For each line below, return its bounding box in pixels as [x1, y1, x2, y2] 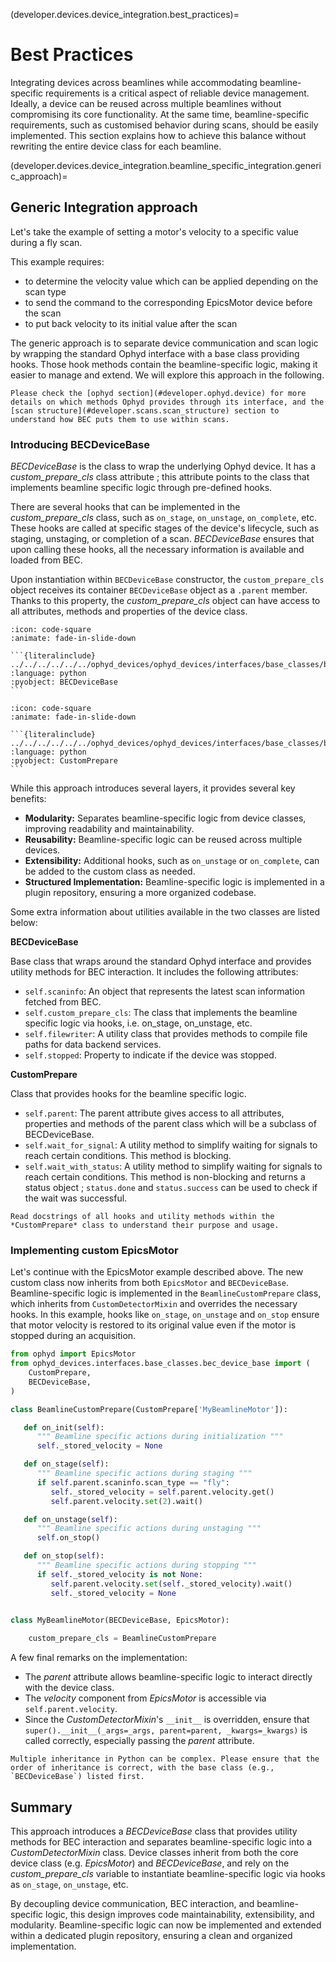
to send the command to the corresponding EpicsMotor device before [24, 296, 313, 308]
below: [10, 917, 38, 929]
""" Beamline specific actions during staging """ [36, 1469, 253, 1479]
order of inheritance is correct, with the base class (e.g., [10, 1763, 275, 1773]
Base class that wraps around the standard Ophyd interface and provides [10, 955, 312, 968]
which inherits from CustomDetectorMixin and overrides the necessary [10, 1298, 298, 1310]
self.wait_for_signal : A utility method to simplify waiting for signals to [24, 1139, 318, 1151]
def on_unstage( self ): [23, 1514, 118, 1524]
